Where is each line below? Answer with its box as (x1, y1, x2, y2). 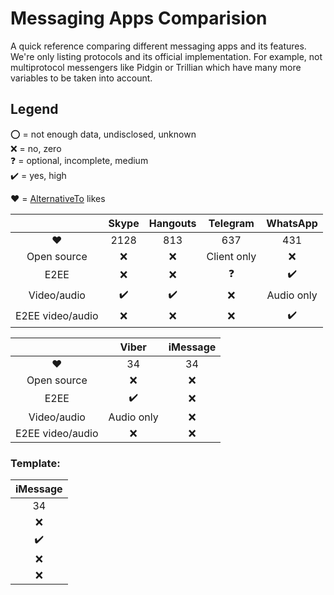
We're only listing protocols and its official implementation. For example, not (10, 50, 323, 62)
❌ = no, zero (10, 142, 62, 154)
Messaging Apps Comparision (10, 7, 268, 30)
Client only (206, 249, 257, 263)
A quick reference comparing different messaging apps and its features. (10, 40, 307, 52)
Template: (10, 456, 61, 470)
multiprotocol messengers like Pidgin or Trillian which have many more (10, 61, 302, 73)
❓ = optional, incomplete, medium (10, 154, 149, 166)
